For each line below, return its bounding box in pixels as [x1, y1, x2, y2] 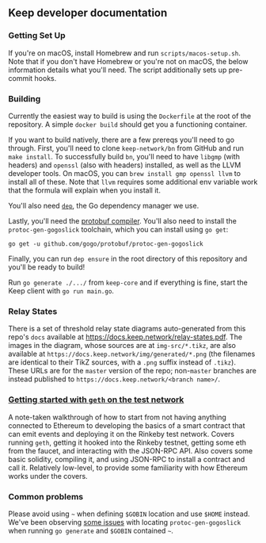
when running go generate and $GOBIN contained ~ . [8, 526, 174, 535]
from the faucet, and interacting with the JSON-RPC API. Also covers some [8, 445, 253, 455]
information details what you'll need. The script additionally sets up [8, 65, 227, 75]
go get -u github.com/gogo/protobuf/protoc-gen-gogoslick [8, 239, 203, 248]
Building [8, 93, 41, 104]
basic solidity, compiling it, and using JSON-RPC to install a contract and [8, 454, 245, 464]
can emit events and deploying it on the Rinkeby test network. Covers [8, 429, 235, 438]
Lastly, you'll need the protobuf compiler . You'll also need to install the [8, 216, 237, 225]
